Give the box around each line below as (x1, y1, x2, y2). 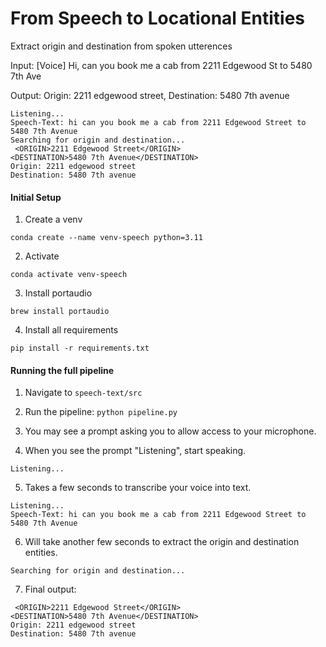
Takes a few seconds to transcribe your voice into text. (24, 482, 252, 494)
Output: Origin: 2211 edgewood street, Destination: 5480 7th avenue (10, 89, 290, 101)
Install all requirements (24, 324, 119, 336)
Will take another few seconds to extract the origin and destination (24, 536, 300, 548)
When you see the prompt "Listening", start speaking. (24, 445, 247, 457)
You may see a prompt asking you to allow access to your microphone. (24, 425, 317, 437)
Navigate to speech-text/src (24, 387, 143, 399)
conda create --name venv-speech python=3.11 (10, 233, 203, 243)
